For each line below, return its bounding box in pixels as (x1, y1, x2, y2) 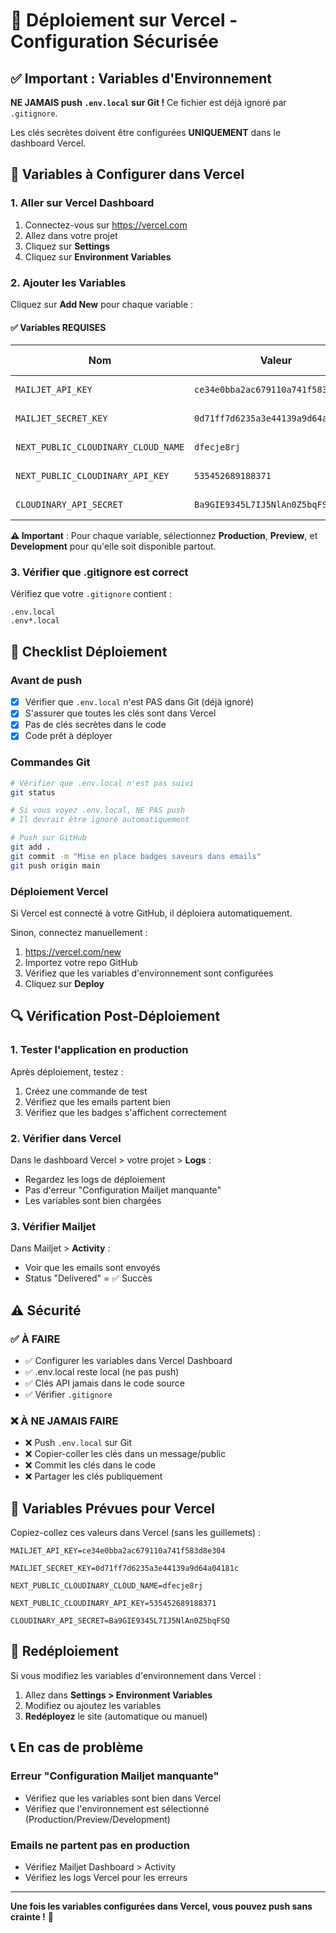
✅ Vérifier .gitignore (24, 1388, 113, 1400)
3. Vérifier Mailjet (10, 1219, 97, 1233)
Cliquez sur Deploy (24, 978, 105, 990)
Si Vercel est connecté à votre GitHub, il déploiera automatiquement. (10, 907, 293, 919)
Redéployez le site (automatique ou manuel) (24, 1710, 208, 1722)
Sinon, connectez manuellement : (10, 927, 148, 939)
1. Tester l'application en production (10, 1043, 189, 1057)
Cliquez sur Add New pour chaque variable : (10, 298, 194, 310)
